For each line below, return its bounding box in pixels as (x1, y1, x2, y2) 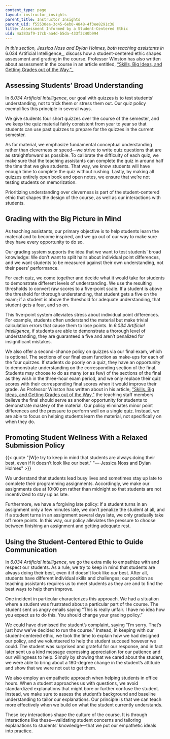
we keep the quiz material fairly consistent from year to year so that (5, 120, 147, 127)
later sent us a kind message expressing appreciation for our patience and (5, 649, 161, 655)
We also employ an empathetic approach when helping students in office (5, 675, 158, 681)
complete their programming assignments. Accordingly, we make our (5, 480, 150, 487)
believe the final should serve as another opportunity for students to (5, 397, 148, 403)
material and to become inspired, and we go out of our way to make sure (5, 233, 157, 239)
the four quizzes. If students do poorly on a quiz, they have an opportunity (5, 359, 161, 365)
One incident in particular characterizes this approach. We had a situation (5, 596, 159, 602)
